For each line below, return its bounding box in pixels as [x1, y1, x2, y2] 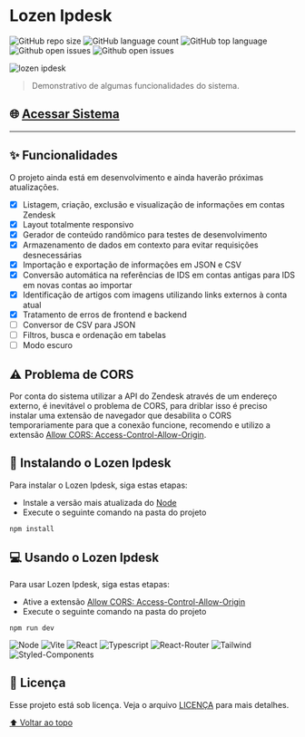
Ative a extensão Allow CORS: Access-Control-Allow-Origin [22, 596, 246, 607]
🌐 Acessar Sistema [9, 106, 120, 122]
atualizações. [9, 181, 59, 192]
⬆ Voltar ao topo [9, 717, 74, 728]
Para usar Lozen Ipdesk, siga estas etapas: [9, 578, 170, 589]
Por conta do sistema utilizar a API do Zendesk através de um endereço [9, 391, 278, 402]
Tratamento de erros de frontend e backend [22, 309, 188, 320]
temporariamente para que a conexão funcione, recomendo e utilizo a [9, 420, 271, 431]
